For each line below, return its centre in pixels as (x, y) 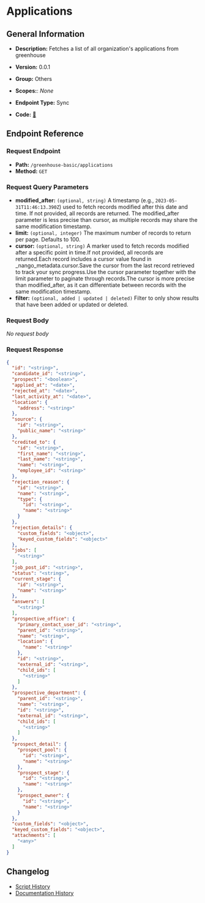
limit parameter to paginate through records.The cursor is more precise (105, 278)
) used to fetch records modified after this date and (124, 207)
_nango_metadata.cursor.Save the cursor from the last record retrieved (105, 265)
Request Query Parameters (47, 187)
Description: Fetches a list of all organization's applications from (97, 48)
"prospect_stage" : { (43, 773)
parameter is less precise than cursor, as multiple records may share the (106, 219)
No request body (28, 334)
